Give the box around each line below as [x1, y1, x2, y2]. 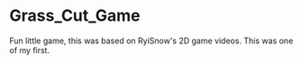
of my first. [9, 44, 50, 55]
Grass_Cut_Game [9, 5, 141, 26]
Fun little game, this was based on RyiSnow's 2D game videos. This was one [9, 35, 294, 46]
